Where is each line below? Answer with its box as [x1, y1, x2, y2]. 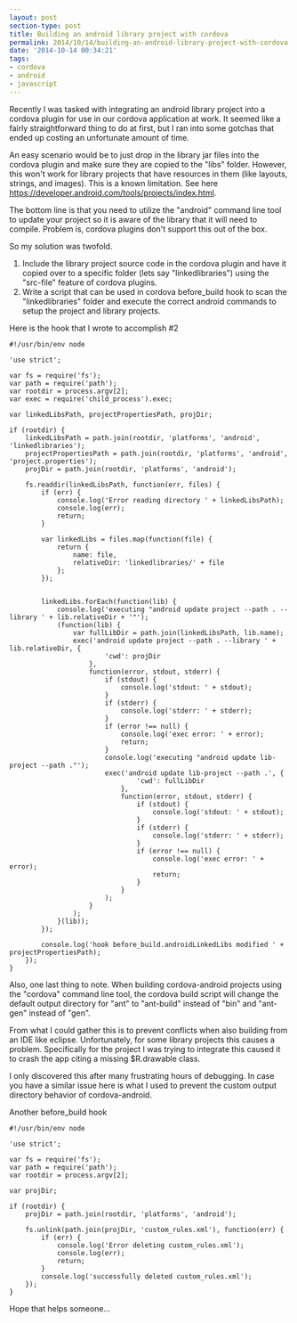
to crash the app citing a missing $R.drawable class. [9, 1053, 201, 1064]
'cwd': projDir [104, 651, 162, 660]
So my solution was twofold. [9, 241, 113, 251]
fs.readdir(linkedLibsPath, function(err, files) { [25, 480, 221, 489]
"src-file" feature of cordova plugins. [21, 277, 157, 288]
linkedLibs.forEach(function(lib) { [41, 597, 177, 606]
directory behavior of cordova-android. [9, 1089, 153, 1100]
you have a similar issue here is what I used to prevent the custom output [9, 1080, 277, 1090]
